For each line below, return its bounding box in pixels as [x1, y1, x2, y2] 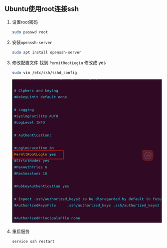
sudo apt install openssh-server [11, 49, 82, 55]
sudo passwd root [11, 29, 48, 34]
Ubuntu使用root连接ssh [4, 4, 79, 13]
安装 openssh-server [11, 39, 53, 45]
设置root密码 [11, 19, 38, 25]
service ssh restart [11, 239, 55, 244]
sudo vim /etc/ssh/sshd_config [11, 70, 77, 75]
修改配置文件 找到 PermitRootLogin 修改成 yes [11, 59, 106, 65]
